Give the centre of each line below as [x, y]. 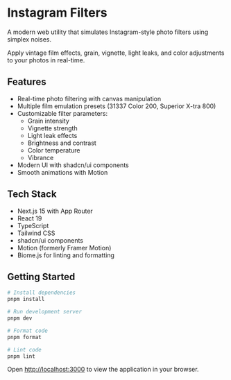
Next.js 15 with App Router [55, 211]
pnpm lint [22, 356]
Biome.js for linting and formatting [66, 255]
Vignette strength [52, 128]
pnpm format [24, 337]
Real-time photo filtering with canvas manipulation [89, 98]
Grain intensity [48, 121]
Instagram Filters [57, 13]
